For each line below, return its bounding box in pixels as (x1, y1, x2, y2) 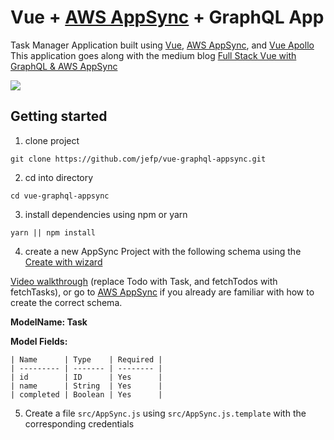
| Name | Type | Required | (10, 354, 163, 365)
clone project (24, 134, 80, 146)
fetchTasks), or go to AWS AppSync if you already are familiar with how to (10, 286, 315, 298)
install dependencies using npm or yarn (24, 208, 188, 220)
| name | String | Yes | (10, 381, 163, 391)
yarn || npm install (10, 227, 97, 238)
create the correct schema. (10, 296, 123, 308)
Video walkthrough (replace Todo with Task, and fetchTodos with (10, 275, 278, 287)
